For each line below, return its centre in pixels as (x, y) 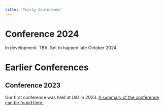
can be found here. (24, 102)
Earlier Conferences (47, 67)
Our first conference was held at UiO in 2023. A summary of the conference (82, 97)
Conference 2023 (33, 86)
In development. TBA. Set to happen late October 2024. (62, 48)
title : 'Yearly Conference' (34, 10)
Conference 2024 (42, 34)
